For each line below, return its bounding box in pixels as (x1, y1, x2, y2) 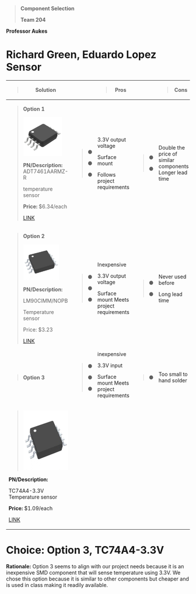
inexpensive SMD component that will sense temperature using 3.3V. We (6, 569, 181, 576)
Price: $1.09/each (8, 505, 53, 512)
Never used (158, 273, 187, 280)
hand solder (158, 377, 188, 384)
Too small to (158, 371, 188, 378)
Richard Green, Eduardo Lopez (6, 48, 157, 61)
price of (158, 150, 178, 157)
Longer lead (158, 169, 188, 176)
